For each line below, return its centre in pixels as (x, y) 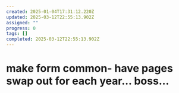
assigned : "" (22, 23)
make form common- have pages (90, 68)
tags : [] (17, 34)
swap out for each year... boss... (88, 81)
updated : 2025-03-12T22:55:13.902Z (50, 17)
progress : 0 (21, 28)
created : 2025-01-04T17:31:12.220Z (50, 12)
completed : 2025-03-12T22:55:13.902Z (53, 39)
